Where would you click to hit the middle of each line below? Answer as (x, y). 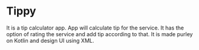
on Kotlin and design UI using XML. (50, 40)
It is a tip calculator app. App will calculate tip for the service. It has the (95, 28)
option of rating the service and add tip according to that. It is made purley (100, 34)
